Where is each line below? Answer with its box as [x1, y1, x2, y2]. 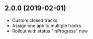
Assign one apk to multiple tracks [12, 22, 81, 28]
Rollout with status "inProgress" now [12, 27, 88, 34]
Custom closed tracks [12, 17, 58, 23]
